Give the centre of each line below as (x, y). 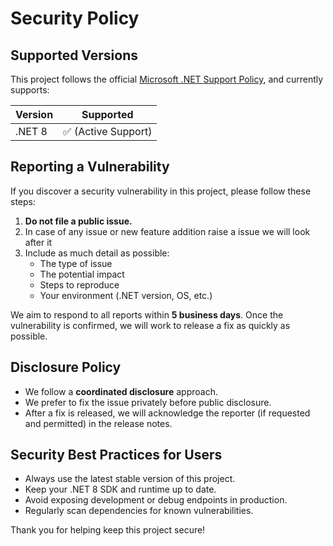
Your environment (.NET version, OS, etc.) (126, 295)
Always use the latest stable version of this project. (130, 479)
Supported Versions (74, 55)
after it (38, 242)
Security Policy (75, 18)
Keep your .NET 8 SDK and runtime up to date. (120, 489)
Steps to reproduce (79, 284)
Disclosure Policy (66, 367)
